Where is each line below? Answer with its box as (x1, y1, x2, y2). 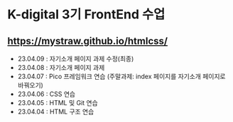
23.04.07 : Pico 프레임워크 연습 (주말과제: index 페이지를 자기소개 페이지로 (17, 72, 226, 80)
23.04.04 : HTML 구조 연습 (17, 107, 94, 116)
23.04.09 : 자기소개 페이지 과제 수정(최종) (17, 54, 134, 63)
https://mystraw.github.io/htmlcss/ (7, 35, 168, 47)
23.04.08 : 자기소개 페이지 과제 (17, 63, 105, 71)
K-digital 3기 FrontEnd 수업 (7, 6, 166, 23)
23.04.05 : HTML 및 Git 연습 (17, 99, 98, 106)
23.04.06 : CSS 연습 (17, 90, 76, 98)
